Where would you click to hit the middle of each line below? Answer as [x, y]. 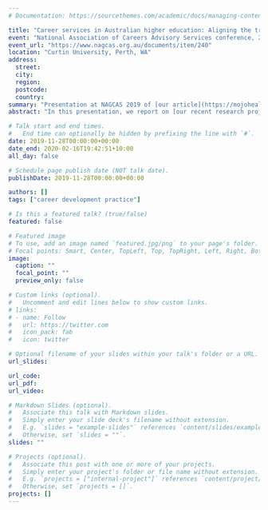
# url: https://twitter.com [59, 325]
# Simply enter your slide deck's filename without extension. [119, 420]
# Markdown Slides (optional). [60, 405]
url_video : [26, 391]
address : [23, 60]
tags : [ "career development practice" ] [75, 200]
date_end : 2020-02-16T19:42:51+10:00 [71, 149]
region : [28, 82]
